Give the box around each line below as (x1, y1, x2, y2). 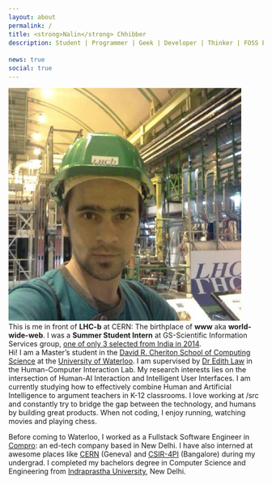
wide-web (8, 330, 44, 340)
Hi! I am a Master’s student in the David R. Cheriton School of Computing (8, 347, 251, 357)
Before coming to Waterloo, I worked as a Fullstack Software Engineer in (8, 431, 250, 441)
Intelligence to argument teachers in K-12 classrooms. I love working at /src (8, 390, 259, 400)
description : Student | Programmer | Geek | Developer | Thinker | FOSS (8, 39, 259, 47)
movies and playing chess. (8, 416, 97, 426)
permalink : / (8, 21, 53, 30)
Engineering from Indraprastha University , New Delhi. (8, 466, 186, 476)
